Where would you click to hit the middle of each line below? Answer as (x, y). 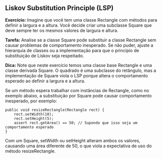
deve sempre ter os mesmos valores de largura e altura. (62, 30)
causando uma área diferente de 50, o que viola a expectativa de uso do (79, 146)
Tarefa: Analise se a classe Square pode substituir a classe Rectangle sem (81, 40)
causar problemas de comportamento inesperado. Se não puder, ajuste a (79, 45)
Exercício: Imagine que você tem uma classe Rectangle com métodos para (81, 20)
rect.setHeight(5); (34, 118)
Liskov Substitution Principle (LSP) (59, 8)
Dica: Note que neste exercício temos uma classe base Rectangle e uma (79, 65)
